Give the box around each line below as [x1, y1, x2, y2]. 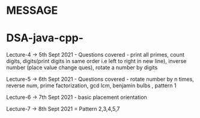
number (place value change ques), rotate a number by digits [6, 64, 158, 71]
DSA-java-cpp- [6, 31, 84, 45]
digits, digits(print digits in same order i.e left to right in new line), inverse [6, 58, 187, 65]
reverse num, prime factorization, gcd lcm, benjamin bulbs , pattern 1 [6, 82, 177, 89]
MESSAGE [6, 4, 58, 17]
